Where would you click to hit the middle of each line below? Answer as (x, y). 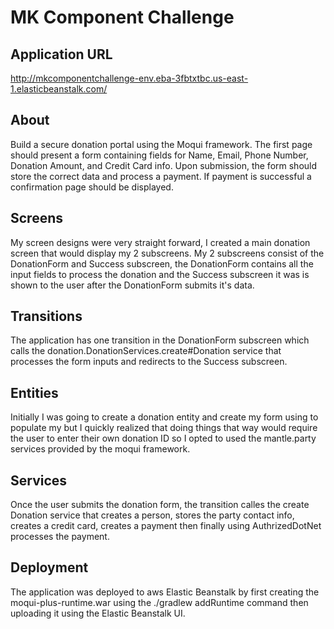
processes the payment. (60, 537)
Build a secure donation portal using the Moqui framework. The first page (161, 144)
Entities (34, 392)
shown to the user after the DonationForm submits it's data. (132, 285)
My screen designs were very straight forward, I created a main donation (160, 242)
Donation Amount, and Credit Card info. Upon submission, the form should (164, 165)
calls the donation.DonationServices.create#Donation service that (146, 351)
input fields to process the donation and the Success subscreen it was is (160, 274)
